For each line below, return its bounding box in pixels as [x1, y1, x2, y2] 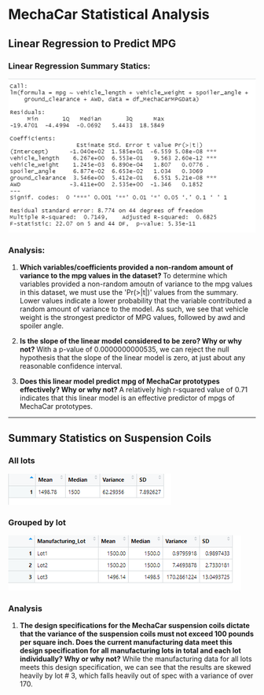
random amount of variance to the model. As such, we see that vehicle [19, 304, 249, 314]
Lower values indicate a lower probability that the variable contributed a [19, 296, 252, 306]
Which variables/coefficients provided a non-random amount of [19, 263, 233, 272]
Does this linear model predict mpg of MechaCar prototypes [19, 377, 220, 386]
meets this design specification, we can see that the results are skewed [19, 663, 251, 672]
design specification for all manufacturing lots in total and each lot [19, 646, 241, 656]
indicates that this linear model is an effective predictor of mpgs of [19, 393, 236, 403]
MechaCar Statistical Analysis [8, 6, 210, 24]
